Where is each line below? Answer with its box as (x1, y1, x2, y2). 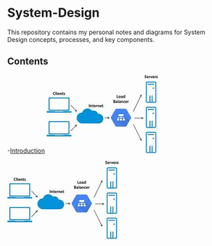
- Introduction (7, 146, 45, 155)
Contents (7, 56, 49, 68)
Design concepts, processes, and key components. (7, 35, 155, 43)
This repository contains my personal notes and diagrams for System (7, 28, 206, 36)
